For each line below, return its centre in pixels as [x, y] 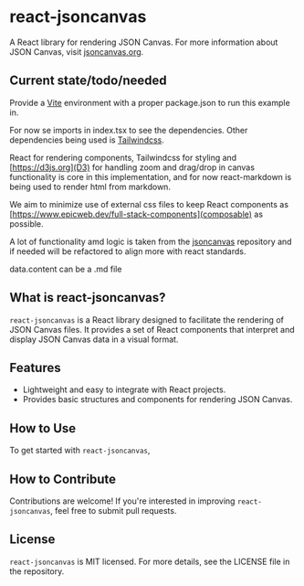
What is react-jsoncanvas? [88, 298]
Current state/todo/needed [88, 81]
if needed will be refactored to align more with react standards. [128, 251]
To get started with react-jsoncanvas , [80, 451]
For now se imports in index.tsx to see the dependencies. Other [129, 130]
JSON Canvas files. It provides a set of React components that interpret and [152, 329]
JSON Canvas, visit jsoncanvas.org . [77, 51]
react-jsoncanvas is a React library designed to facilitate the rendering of [147, 320]
